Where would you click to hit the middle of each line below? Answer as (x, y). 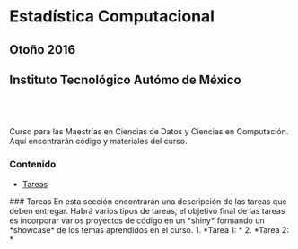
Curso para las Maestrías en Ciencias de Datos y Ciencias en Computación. (149, 132)
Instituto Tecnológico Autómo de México (125, 79)
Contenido (33, 165)
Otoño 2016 (43, 50)
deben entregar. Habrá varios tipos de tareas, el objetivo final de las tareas (147, 210)
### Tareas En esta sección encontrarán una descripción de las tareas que (148, 201)
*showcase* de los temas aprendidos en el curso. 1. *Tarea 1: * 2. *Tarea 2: (149, 229)
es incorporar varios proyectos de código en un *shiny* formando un (137, 220)
